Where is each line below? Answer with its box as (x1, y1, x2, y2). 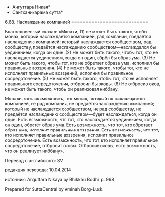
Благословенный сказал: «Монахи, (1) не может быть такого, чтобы (5, 29, 148, 34)
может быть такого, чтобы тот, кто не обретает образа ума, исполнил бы (5, 60, 159, 66)
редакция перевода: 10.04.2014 (5, 167, 71, 173)
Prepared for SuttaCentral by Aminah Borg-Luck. (5, 186, 104, 192)
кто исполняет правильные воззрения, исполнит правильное (5, 132, 134, 138)
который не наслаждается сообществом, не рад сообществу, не (5, 106, 142, 112)
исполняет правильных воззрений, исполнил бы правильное (5, 70, 133, 76)
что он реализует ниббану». (5, 148, 64, 154)
